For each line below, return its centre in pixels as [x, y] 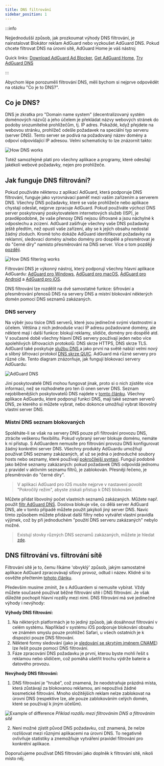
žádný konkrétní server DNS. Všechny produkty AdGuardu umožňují [74, 448]
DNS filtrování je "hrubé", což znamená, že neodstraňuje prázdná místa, [85, 683]
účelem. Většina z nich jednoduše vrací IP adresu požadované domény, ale [81, 328]
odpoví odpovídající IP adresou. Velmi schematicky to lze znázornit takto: [79, 141]
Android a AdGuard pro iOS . [33, 279]
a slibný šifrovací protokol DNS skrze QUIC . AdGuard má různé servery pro [81, 354]
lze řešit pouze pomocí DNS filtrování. [50, 648]
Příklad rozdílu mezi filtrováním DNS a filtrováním [105, 713]
